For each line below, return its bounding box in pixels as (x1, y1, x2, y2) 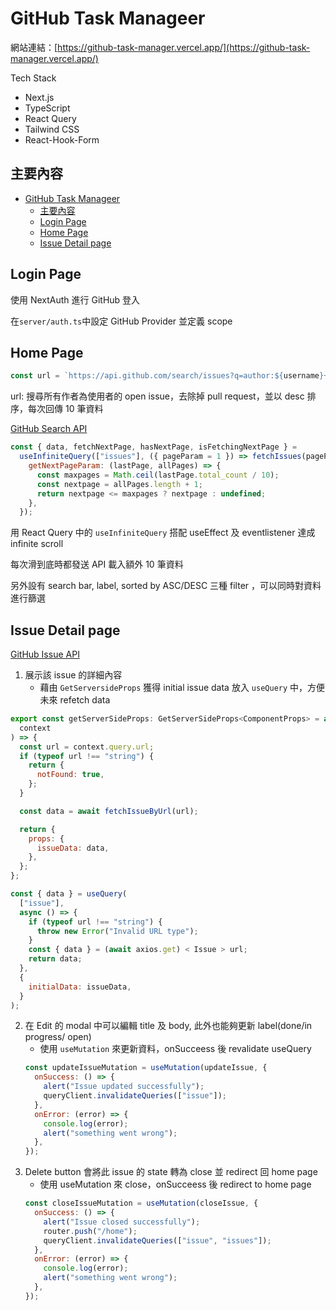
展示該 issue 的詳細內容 (24, 669, 123, 681)
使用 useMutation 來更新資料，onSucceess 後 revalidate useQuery (39, 1043, 312, 1055)
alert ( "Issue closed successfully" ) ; (43, 1217, 201, 1227)
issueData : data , (36, 843, 110, 853)
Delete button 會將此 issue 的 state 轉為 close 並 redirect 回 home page (24, 1166, 318, 1178)
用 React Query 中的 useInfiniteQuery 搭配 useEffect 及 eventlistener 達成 (10, 527, 316, 539)
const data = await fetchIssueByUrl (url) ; (19, 806, 199, 816)
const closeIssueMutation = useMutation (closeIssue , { (24, 1198, 259, 1209)
